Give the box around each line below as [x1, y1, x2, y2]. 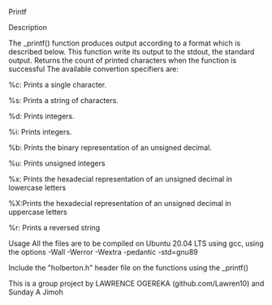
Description [8, 23, 47, 32]
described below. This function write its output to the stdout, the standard [8, 47, 255, 56]
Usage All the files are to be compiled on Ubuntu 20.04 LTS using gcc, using [8, 238, 264, 248]
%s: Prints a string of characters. [8, 96, 119, 105]
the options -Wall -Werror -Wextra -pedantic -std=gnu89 [8, 247, 198, 256]
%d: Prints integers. [8, 111, 75, 121]
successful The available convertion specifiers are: [8, 64, 179, 74]
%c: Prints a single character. [8, 80, 107, 89]
